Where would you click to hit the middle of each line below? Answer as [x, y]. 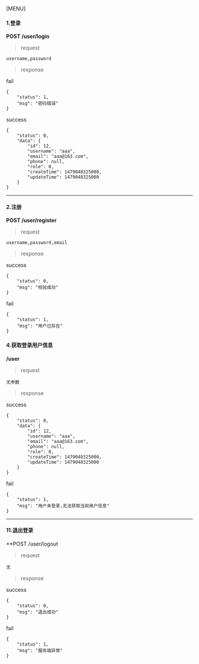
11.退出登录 [20, 530]
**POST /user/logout [32, 544]
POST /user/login [28, 36]
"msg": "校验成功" [38, 288]
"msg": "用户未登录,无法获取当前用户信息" [63, 506]
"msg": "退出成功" [38, 612]
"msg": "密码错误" [38, 104]
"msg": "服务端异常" [40, 650]
